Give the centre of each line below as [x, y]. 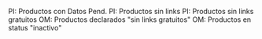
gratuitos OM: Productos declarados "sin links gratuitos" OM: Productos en [130, 19]
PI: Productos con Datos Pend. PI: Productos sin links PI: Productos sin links [131, 11]
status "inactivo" [35, 28]
